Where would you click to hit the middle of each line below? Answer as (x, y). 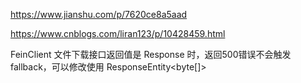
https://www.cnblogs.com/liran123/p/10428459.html (118, 33)
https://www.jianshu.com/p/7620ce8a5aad (99, 14)
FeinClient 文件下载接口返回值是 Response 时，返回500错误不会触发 (151, 54)
